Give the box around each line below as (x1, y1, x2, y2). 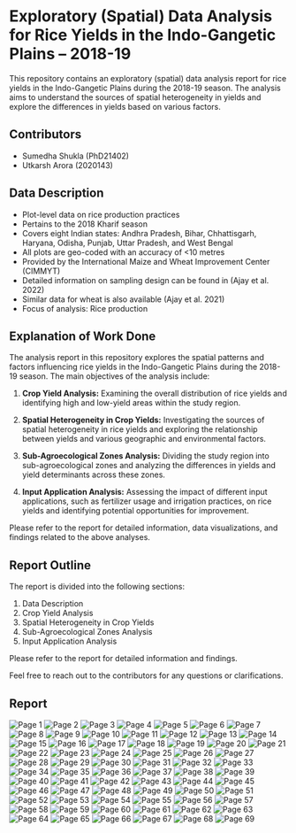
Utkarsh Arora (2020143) (21, 159, 113, 170)
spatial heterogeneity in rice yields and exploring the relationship (21, 424, 258, 435)
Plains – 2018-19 (9, 44, 132, 64)
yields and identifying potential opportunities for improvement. (21, 505, 249, 516)
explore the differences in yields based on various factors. (9, 101, 221, 112)
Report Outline (9, 558, 91, 573)
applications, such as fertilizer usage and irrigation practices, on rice (21, 496, 272, 506)
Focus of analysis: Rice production (21, 303, 148, 313)
